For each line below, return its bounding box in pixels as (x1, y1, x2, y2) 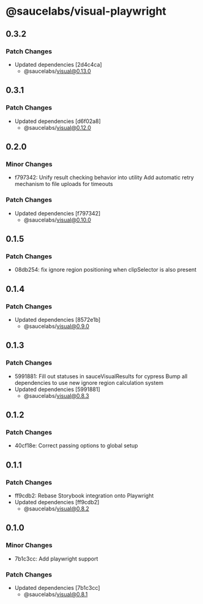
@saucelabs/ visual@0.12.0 (23, 124, 91, 131)
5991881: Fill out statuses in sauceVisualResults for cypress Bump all (14, 372, 188, 380)
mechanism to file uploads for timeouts (14, 181, 114, 188)
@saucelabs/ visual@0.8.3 (23, 392, 89, 399)
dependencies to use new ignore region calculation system (14, 379, 164, 386)
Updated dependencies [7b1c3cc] (14, 584, 100, 591)
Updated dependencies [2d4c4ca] (14, 61, 102, 68)
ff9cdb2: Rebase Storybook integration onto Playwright (14, 491, 154, 499)
